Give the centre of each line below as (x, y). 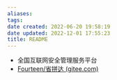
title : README (28, 40)
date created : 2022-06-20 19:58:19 (59, 26)
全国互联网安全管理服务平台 (57, 61)
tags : (15, 20)
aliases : (20, 14)
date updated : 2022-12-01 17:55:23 (59, 33)
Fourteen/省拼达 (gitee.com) (58, 69)
